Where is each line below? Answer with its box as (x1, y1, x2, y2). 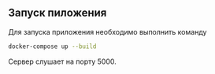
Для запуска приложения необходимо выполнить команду (8, 27, 207, 36)
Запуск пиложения (8, 6, 107, 20)
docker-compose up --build (8, 43, 97, 50)
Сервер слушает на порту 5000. (8, 57, 117, 66)
